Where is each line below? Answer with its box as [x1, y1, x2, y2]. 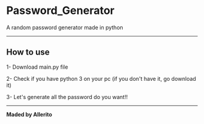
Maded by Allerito [6, 111, 53, 118]
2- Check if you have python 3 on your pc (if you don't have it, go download [6, 75, 196, 82]
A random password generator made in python [6, 24, 123, 31]
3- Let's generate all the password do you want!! [6, 93, 128, 100]
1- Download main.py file [6, 63, 69, 71]
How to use [6, 47, 50, 58]
